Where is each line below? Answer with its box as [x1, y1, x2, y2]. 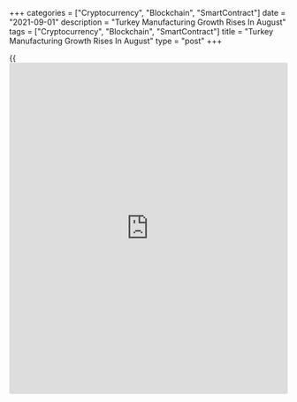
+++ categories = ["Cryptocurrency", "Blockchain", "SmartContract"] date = [9, 8, 286, 18]
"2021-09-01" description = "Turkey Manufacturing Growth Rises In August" [9, 17, 286, 27]
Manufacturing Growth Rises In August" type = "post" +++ [9, 35, 223, 46]
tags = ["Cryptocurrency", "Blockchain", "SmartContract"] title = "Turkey [9, 27, 274, 36]
